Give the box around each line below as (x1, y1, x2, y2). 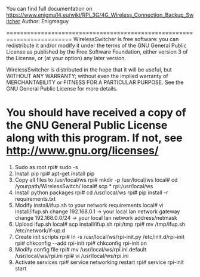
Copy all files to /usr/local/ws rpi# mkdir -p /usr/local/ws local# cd (14, 176, 178, 183)
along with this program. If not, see (6, 131, 183, 145)
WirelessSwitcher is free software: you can (73, 36, 179, 42)
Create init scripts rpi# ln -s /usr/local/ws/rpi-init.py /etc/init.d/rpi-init (14, 233, 185, 240)
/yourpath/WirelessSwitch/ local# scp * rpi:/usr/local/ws (14, 182, 153, 189)
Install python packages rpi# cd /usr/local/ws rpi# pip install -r (14, 189, 168, 196)
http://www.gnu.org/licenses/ (6, 144, 159, 157)
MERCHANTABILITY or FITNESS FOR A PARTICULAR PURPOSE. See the (6, 79, 184, 86)
